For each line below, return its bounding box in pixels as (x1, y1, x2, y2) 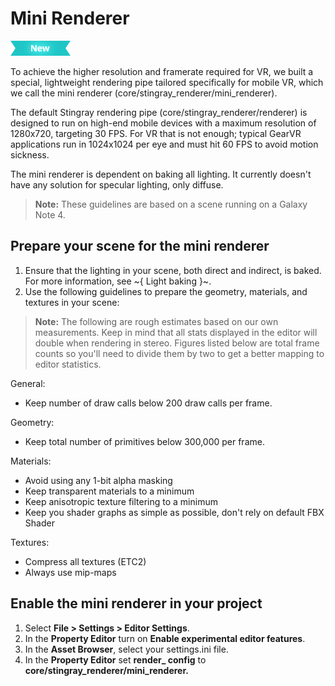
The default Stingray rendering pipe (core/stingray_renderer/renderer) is (10, 106, 308, 118)
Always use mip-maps (24, 566, 117, 578)
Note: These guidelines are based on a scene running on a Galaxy (34, 198, 308, 210)
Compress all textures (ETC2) (24, 555, 147, 567)
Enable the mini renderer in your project (10, 595, 263, 612)
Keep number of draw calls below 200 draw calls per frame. (24, 397, 273, 409)
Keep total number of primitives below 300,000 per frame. (24, 435, 265, 447)
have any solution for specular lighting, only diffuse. (10, 178, 224, 191)
